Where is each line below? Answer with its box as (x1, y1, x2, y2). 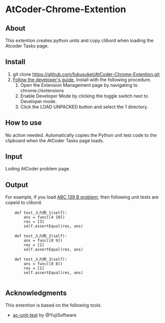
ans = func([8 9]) (23, 238, 63, 243)
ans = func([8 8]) (23, 261, 63, 266)
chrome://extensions (20, 87, 64, 93)
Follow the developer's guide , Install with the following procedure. (12, 77, 152, 83)
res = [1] (23, 266, 44, 271)
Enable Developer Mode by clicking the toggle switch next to (20, 93, 148, 99)
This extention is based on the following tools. (5, 302, 102, 308)
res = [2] (23, 242, 44, 248)
